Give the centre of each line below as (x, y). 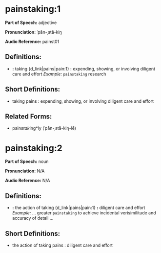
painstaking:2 (34, 148)
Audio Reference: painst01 (32, 41)
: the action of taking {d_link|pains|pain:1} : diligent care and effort (79, 208)
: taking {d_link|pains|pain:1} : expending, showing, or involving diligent (83, 69)
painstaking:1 (33, 9)
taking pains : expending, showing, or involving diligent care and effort (83, 101)
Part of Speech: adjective (31, 23)
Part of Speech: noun (27, 161)
